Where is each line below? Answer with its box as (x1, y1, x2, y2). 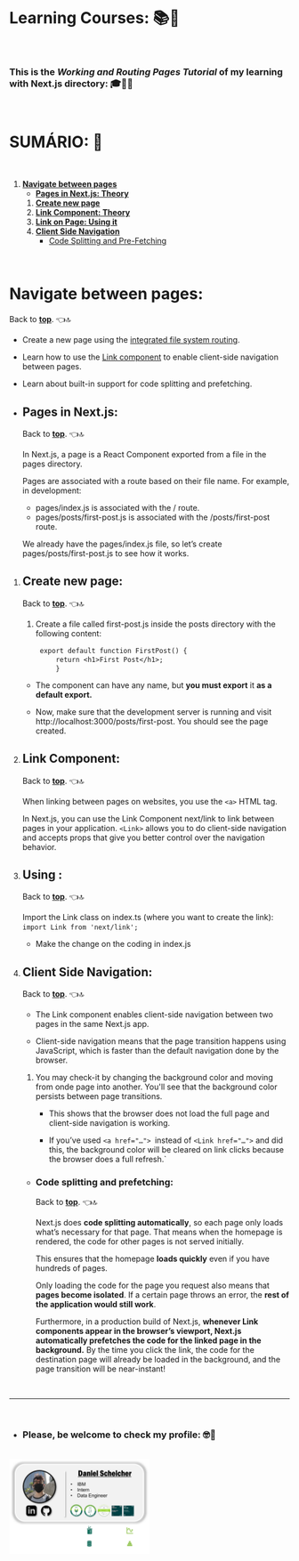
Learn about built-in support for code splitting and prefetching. (21, 378, 253, 389)
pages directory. (21, 458, 83, 469)
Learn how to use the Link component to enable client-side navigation (21, 352, 279, 362)
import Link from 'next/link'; (21, 923, 139, 932)
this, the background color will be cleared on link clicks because (48, 1144, 285, 1155)
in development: (21, 485, 82, 496)
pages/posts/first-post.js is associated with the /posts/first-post (35, 512, 271, 522)
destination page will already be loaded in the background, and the (35, 1355, 281, 1365)
